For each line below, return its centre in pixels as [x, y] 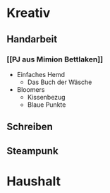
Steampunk [32, 151]
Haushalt [34, 181]
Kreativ [29, 13]
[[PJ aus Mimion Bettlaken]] [55, 59]
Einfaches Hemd [41, 74]
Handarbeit [32, 39]
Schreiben [30, 127]
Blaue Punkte [47, 105]
